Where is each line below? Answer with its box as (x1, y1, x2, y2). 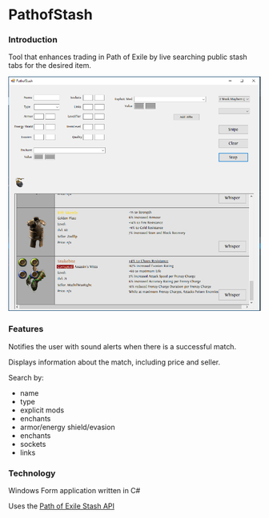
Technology (8, 468, 56, 479)
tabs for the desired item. (8, 61, 92, 70)
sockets (19, 439, 46, 448)
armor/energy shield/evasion (19, 422, 115, 432)
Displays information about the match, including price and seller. (8, 357, 221, 367)
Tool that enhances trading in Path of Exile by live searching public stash (8, 52, 248, 62)
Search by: (8, 373, 44, 382)
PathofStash (8, 6, 94, 24)
